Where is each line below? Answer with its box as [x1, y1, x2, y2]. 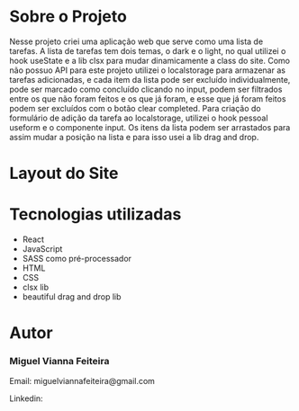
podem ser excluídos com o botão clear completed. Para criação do [9, 103, 261, 113]
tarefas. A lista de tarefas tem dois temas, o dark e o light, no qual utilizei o [9, 45, 286, 56]
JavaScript [22, 244, 63, 255]
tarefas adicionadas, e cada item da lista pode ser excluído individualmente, [9, 74, 291, 85]
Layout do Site [9, 164, 119, 183]
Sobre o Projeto [9, 6, 128, 27]
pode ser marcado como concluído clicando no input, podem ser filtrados [9, 84, 283, 94]
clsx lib [22, 281, 50, 293]
